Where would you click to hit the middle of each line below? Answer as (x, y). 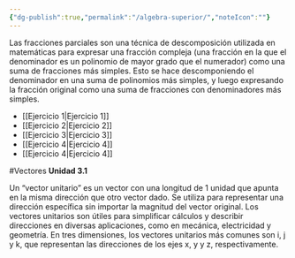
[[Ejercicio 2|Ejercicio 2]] (67, 125)
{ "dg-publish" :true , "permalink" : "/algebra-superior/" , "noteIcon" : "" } (140, 17)
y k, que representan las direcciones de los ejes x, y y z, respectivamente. (144, 244)
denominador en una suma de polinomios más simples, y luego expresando (147, 80)
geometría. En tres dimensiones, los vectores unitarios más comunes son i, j (147, 234)
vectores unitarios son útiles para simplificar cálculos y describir (126, 216)
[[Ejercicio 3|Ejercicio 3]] (67, 134)
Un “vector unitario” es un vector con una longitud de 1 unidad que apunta (144, 187)
